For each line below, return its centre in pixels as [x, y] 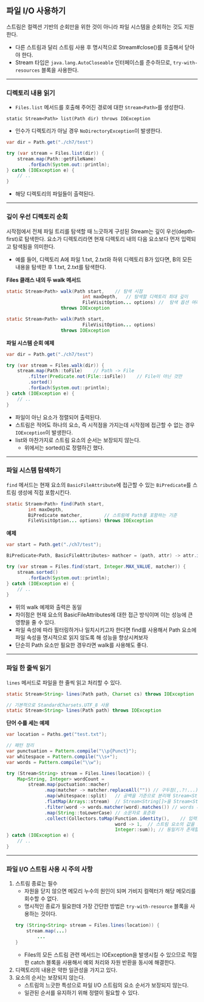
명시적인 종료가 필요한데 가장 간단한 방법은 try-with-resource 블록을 [107, 906]
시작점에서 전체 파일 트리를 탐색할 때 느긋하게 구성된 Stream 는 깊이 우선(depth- [101, 231]
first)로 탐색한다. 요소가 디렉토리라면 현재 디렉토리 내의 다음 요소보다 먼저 [93, 239]
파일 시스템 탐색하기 [34, 471]
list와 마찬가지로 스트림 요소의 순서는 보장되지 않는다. [78, 440]
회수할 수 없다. [41, 899]
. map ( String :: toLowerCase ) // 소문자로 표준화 [100, 813]
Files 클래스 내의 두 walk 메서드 [44, 280]
